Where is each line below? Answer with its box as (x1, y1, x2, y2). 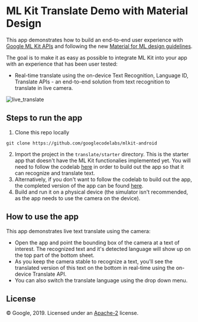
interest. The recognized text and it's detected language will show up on (14, 245, 191, 252)
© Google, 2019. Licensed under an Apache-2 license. (6, 310, 139, 317)
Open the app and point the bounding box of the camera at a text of (14, 239, 180, 246)
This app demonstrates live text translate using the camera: (6, 227, 151, 234)
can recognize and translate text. (14, 169, 96, 176)
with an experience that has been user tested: (6, 60, 118, 67)
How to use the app (6, 212, 79, 222)
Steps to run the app (6, 113, 83, 123)
